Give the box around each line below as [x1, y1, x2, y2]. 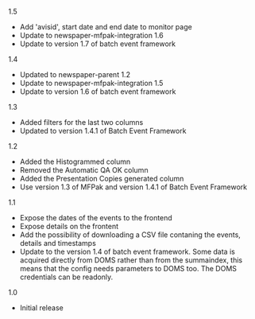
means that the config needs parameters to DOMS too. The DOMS [19, 264, 237, 273]
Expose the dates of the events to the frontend [19, 213, 172, 222]
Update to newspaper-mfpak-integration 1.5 [19, 79, 164, 88]
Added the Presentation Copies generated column [19, 174, 184, 183]
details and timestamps [19, 239, 97, 247]
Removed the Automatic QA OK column [19, 165, 149, 174]
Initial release [19, 303, 64, 313]
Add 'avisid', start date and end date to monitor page [19, 22, 192, 31]
